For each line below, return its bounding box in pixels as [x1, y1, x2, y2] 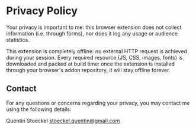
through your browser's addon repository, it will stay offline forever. [6, 66, 171, 73]
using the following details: [6, 105, 72, 113]
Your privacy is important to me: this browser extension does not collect [6, 24, 182, 31]
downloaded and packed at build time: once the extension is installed [6, 60, 175, 67]
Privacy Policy [6, 4, 78, 18]
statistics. [6, 36, 30, 43]
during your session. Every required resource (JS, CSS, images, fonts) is [6, 54, 183, 61]
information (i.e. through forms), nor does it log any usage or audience [6, 30, 178, 37]
